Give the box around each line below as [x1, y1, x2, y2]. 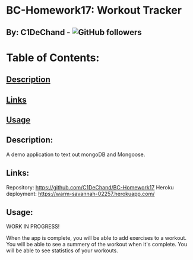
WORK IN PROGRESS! [6, 223, 60, 230]
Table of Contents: [6, 51, 100, 64]
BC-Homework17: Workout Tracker [6, 4, 182, 17]
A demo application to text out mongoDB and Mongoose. [6, 151, 145, 158]
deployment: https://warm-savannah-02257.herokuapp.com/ [6, 190, 155, 197]
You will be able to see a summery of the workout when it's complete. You [6, 241, 188, 248]
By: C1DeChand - [6, 27, 71, 37]
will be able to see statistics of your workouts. [6, 247, 119, 254]
